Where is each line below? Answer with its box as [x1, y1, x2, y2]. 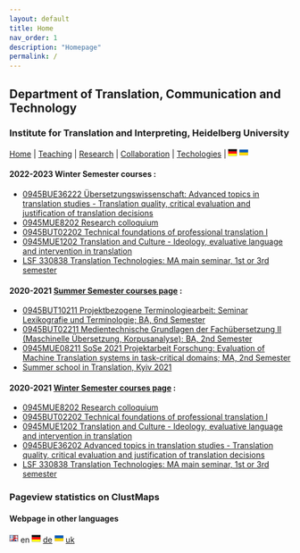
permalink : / [9, 52, 58, 62]
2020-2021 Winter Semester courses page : [9, 382, 177, 393]
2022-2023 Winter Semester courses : [9, 169, 157, 180]
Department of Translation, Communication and [9, 86, 281, 102]
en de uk [20, 534, 75, 545]
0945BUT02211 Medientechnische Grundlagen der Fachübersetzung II [21, 324, 282, 335]
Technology [9, 100, 78, 115]
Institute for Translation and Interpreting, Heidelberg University [9, 127, 290, 139]
